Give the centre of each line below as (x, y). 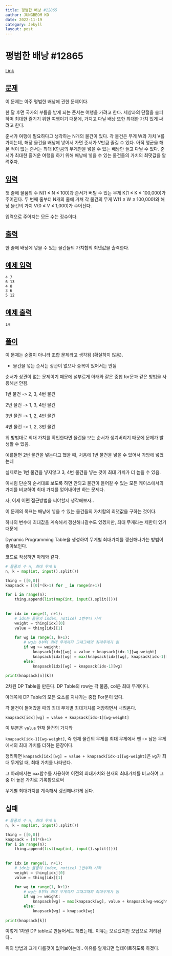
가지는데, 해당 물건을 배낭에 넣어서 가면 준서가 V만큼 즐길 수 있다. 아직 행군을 (82, 142)
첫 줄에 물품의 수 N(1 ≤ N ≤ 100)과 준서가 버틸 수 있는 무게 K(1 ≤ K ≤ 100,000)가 (85, 192)
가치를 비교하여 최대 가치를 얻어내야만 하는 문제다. (55, 489)
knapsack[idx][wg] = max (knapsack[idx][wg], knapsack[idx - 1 (98, 657)
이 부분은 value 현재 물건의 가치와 (39, 728)
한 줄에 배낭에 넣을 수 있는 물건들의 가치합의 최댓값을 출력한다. (67, 247)
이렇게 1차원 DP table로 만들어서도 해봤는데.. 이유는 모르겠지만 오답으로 (77, 931)
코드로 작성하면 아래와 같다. (33, 557)
